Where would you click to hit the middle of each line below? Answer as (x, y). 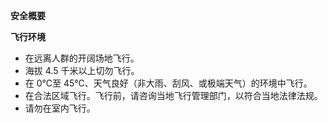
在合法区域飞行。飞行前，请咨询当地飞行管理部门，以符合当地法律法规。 (173, 95)
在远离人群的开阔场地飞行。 (82, 58)
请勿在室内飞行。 (60, 108)
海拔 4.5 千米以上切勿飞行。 (82, 70)
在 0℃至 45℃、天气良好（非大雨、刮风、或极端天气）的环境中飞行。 (168, 83)
